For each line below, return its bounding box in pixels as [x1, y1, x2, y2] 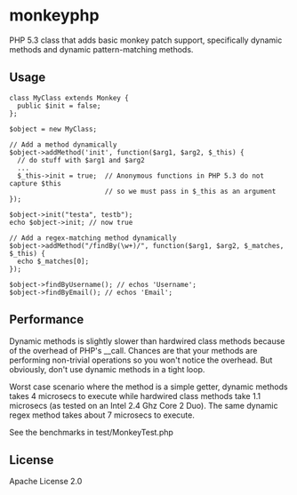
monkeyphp [9, 5, 100, 26]
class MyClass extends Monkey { [9, 93, 129, 102]
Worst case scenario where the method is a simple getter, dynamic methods [9, 381, 288, 392]
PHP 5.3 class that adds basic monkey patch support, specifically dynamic [9, 35, 283, 45]
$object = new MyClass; [9, 124, 98, 133]
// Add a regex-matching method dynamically [9, 233, 177, 243]
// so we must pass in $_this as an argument [104, 187, 277, 196]
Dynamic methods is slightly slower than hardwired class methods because [9, 335, 285, 347]
